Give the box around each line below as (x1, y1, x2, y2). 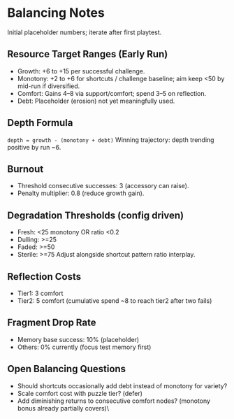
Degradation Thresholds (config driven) (7, 209, 184, 221)
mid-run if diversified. (17, 82, 80, 90)
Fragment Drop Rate (7, 317, 96, 329)
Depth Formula (7, 117, 73, 129)
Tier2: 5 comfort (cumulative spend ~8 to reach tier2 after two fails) (17, 297, 212, 305)
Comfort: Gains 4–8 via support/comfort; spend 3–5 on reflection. (17, 89, 207, 97)
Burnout (7, 163, 44, 175)
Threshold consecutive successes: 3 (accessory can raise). (17, 182, 190, 190)
